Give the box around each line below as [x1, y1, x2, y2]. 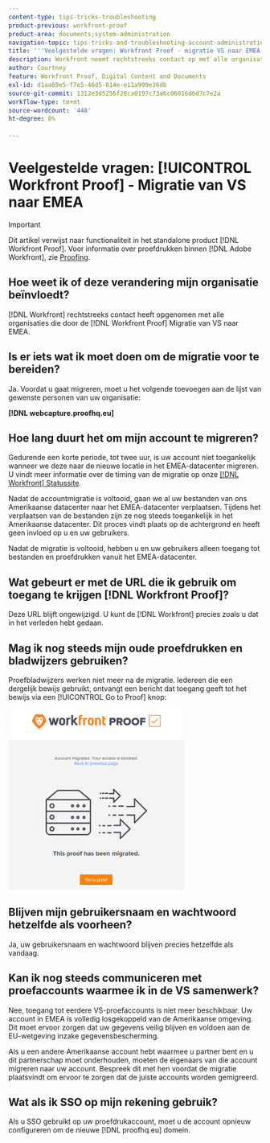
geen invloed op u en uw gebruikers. [8, 528, 130, 538]
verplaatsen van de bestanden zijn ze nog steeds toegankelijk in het [8, 511, 233, 520]
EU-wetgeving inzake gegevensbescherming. [8, 1030, 159, 1041]
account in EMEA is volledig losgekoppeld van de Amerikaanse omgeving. [8, 1013, 253, 1023]
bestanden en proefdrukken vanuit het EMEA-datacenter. [8, 552, 198, 562]
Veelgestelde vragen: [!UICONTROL [8, 159, 252, 177]
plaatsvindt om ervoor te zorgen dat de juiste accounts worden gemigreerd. [8, 1072, 259, 1082]
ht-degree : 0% [8, 115, 56, 123]
